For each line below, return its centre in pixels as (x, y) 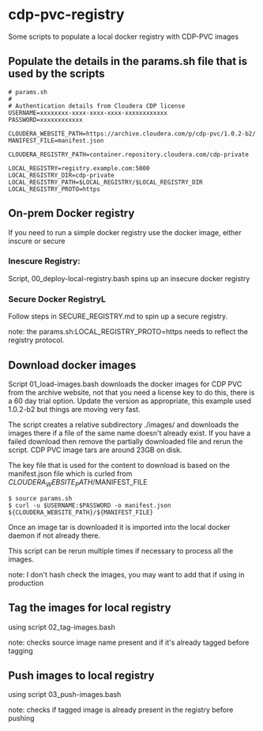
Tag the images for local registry (90, 608)
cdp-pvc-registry (66, 15)
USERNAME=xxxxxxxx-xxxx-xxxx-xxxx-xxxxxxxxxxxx (88, 112)
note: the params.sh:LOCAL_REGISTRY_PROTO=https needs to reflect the (128, 332)
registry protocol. (36, 340)
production (26, 583)
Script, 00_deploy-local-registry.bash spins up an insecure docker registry (129, 278)
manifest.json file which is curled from (70, 474)
